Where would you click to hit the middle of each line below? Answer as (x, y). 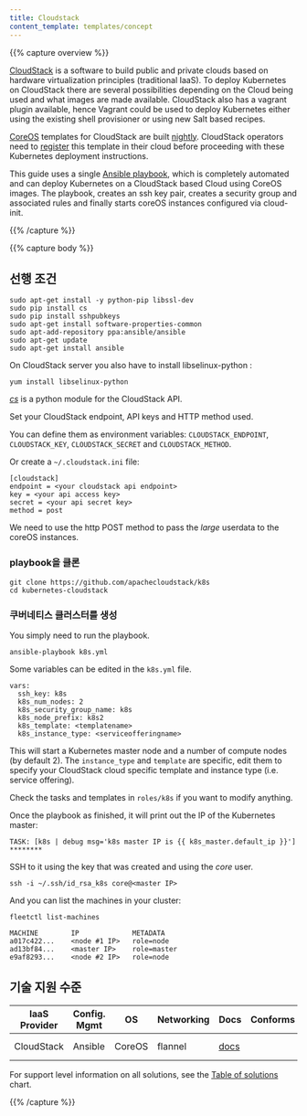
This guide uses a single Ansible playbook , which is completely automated (149, 174)
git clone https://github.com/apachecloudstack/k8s (110, 582)
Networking (183, 1019)
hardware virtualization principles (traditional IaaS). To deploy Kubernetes (148, 80)
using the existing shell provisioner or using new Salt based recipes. (138, 119)
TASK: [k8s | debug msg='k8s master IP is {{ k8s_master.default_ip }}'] (153, 842)
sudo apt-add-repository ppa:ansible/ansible (97, 333)
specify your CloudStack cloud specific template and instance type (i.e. (144, 770)
